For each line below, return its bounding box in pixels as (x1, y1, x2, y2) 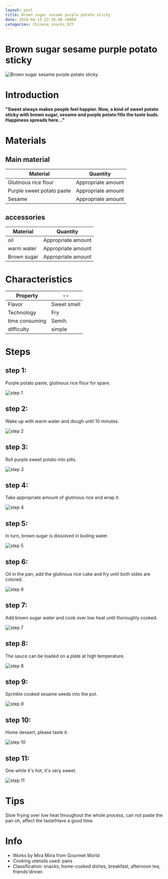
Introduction (5, 89, 59, 101)
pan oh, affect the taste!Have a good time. (5, 817, 94, 823)
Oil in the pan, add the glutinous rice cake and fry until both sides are (5, 571, 151, 577)
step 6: (5, 557, 28, 566)
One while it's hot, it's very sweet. (5, 768, 77, 773)
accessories (5, 213, 45, 222)
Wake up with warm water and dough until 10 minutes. (5, 418, 119, 424)
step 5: (5, 519, 28, 528)
